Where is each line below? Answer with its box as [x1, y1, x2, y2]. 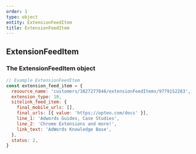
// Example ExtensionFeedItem [6, 77, 81, 83]
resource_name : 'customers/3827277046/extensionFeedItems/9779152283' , [11, 88, 191, 94]
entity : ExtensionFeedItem [6, 19, 72, 25]
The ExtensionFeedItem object [6, 64, 96, 72]
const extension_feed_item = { [6, 83, 83, 88]
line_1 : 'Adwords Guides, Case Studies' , [16, 115, 119, 122]
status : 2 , [11, 137, 38, 143]
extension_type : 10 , [11, 94, 62, 100]
